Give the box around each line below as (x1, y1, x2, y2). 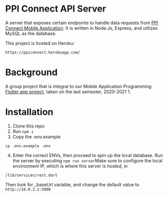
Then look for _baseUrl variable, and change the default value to (5, 181, 140, 187)
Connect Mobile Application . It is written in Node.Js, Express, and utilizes (5, 25, 158, 31)
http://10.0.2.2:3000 (5, 187, 51, 192)
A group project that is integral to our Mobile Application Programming (5, 83, 152, 89)
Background (5, 67, 58, 78)
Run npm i (12, 128, 34, 134)
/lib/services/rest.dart (5, 172, 58, 178)
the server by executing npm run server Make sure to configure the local (12, 157, 163, 164)
